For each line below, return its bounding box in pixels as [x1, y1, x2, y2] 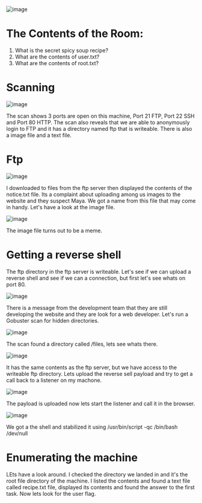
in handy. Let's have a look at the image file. [6, 203, 115, 210]
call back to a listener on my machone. [6, 376, 102, 384]
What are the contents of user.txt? [14, 53, 100, 60]
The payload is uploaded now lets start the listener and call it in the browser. [6, 400, 195, 407]
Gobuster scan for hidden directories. [6, 317, 99, 324]
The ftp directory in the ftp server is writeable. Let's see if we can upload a [6, 268, 191, 275]
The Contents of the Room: [6, 27, 144, 40]
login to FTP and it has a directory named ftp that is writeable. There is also [6, 125, 192, 132]
